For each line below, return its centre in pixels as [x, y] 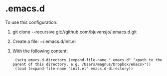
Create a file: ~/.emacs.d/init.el [44, 41]
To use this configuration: [31, 22]
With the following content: [40, 51]
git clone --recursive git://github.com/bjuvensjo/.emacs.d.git [75, 32]
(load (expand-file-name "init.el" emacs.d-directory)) [74, 69]
